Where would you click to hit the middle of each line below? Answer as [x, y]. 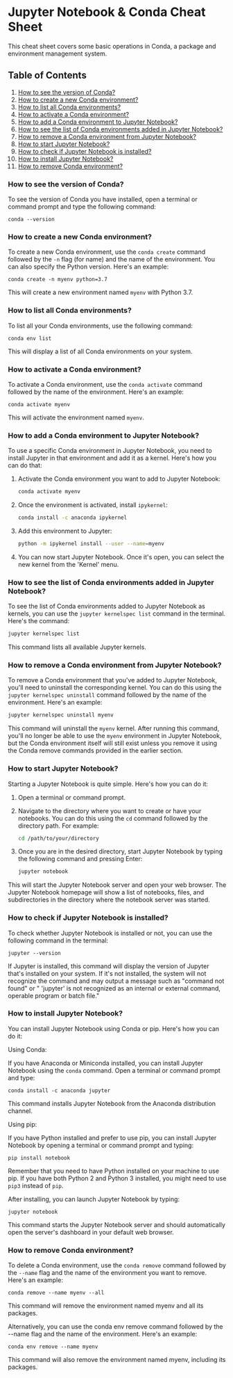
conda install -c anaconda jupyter [59, 1090]
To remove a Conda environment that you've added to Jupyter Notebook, [112, 680]
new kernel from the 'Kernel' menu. [68, 564]
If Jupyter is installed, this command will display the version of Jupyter [109, 966]
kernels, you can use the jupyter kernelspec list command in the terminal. [117, 614]
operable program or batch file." [54, 995]
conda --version [31, 220]
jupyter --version [34, 953]
